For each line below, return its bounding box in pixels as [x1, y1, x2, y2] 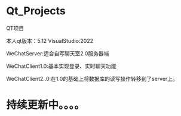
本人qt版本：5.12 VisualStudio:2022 [6, 37, 94, 44]
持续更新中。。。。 [6, 98, 85, 112]
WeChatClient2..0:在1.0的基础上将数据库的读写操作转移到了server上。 [6, 75, 178, 82]
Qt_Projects [6, 4, 66, 18]
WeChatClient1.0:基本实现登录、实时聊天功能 [6, 62, 116, 70]
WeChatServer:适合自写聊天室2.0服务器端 [6, 49, 109, 57]
